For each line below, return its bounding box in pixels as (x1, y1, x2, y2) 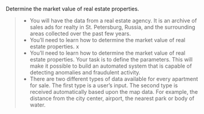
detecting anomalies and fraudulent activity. (29, 69, 141, 76)
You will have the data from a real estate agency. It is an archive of (29, 17, 197, 24)
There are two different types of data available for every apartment (29, 76, 199, 82)
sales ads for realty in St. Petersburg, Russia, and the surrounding (29, 24, 196, 30)
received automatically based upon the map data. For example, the (29, 88, 198, 95)
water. (29, 101, 46, 109)
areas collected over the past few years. (29, 30, 131, 37)
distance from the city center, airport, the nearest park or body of (29, 94, 195, 102)
